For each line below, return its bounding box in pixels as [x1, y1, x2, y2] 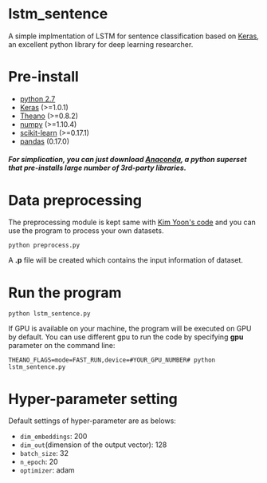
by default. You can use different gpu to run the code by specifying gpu [8, 332, 244, 342]
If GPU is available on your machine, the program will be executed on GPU [8, 324, 252, 334]
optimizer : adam [19, 465, 75, 475]
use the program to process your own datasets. [8, 226, 164, 236]
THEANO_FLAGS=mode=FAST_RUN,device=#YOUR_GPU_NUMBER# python [8, 356, 216, 364]
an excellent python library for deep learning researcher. [8, 39, 194, 49]
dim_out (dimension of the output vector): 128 [19, 440, 167, 449]
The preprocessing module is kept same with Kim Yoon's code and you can [8, 217, 257, 228]
